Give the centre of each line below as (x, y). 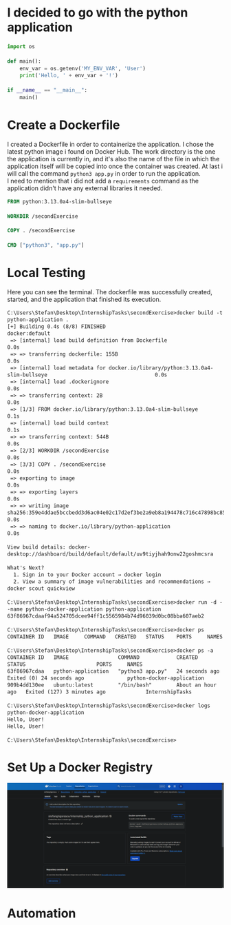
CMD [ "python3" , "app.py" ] (46, 245)
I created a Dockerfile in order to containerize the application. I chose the (111, 144)
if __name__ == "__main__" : (47, 90)
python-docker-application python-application (93, 609)
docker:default (29, 333)
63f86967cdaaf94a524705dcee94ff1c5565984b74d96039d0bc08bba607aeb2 (106, 616)
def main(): (24, 61)
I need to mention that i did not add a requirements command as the (103, 181)
